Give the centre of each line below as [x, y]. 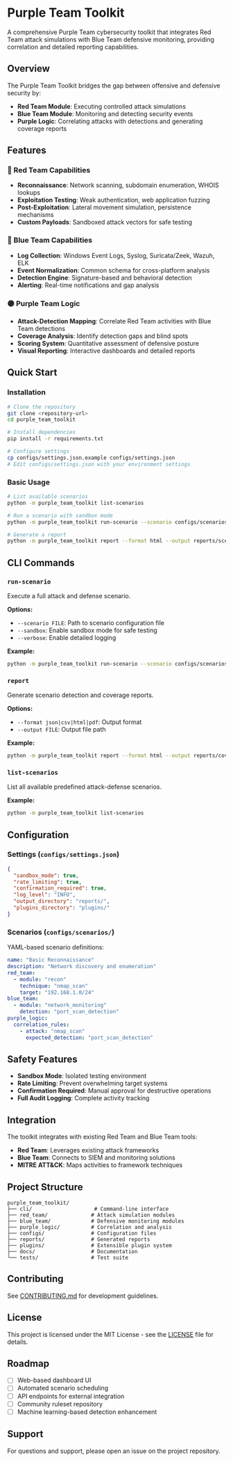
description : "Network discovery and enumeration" [82, 967]
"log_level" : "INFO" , [45, 895]
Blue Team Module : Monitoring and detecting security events [105, 113]
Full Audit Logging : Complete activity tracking [83, 1098]
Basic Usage [29, 482]
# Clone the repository [42, 407]
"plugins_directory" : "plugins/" [62, 908]
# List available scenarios [48, 497]
